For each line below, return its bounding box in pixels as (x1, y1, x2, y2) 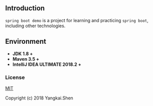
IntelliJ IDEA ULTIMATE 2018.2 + (12, 61, 81, 67)
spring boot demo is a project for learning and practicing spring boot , (5, 17, 149, 23)
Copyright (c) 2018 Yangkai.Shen (5, 95, 74, 101)
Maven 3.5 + (12, 56, 40, 62)
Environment (5, 37, 47, 46)
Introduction (5, 4, 45, 13)
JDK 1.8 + (12, 50, 33, 57)
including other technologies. (5, 23, 66, 29)
